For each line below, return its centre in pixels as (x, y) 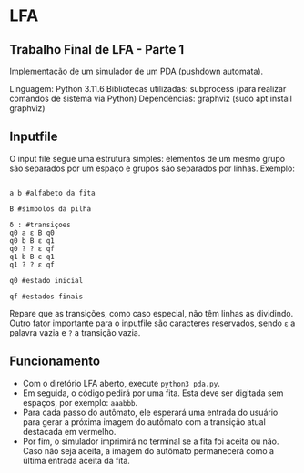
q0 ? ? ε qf (32, 248)
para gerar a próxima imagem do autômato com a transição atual (144, 422)
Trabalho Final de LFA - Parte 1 (97, 50)
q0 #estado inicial (46, 280)
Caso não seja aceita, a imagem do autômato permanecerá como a (148, 450)
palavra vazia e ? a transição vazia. (75, 332)
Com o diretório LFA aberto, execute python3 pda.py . (121, 383)
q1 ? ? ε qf (32, 265)
